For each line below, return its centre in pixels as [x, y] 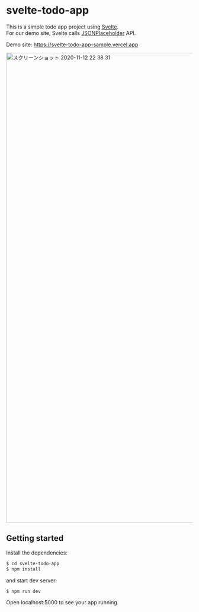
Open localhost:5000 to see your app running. [62, 603]
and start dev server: [32, 580]
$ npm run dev [24, 591]
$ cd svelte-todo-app [33, 563]
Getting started [35, 538]
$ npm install [24, 569]
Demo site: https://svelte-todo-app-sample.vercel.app [72, 44]
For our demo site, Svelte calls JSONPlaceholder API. [71, 33]
